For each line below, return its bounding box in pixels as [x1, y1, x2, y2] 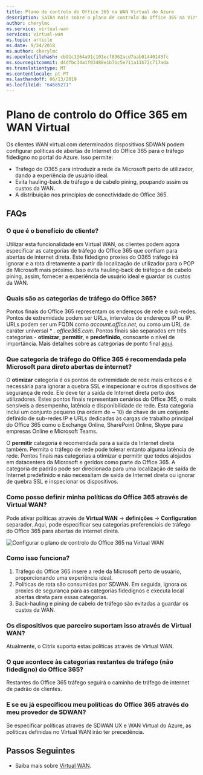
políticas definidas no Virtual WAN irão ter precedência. [6, 728, 144, 735]
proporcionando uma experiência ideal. [14, 574, 113, 581]
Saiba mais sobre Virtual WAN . [14, 762, 92, 769]
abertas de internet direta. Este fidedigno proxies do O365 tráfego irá [6, 253, 179, 261]
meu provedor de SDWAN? [6, 708, 86, 716]
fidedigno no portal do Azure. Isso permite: [6, 154, 114, 161]
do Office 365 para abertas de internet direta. [6, 527, 120, 534]
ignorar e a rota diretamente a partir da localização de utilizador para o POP [6, 259, 195, 267]
